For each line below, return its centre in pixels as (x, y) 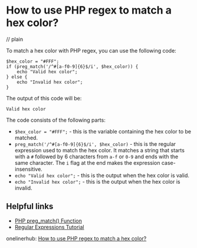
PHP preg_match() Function (48, 221)
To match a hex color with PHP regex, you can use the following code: (91, 50)
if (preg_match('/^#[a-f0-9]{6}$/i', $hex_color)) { (72, 66)
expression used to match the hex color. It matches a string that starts (99, 150)
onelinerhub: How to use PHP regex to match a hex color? (76, 238)
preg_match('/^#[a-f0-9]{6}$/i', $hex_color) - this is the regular (95, 144)
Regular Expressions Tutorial (49, 227)
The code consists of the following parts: (56, 120)
